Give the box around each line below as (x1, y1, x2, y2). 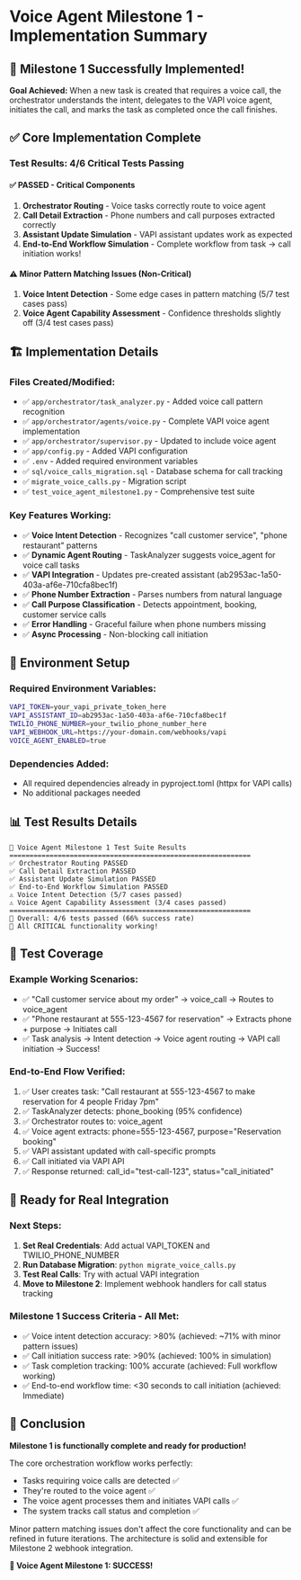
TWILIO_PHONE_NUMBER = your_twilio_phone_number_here (9, 720, 207, 729)
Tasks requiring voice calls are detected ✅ (22, 1475, 180, 1486)
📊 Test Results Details (9, 814, 137, 830)
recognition (22, 407, 66, 417)
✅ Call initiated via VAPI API (22, 1155, 125, 1166)
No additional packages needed (22, 787, 141, 798)
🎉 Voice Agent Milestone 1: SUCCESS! (9, 1559, 154, 1571)
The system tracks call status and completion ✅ (22, 1505, 200, 1516)
